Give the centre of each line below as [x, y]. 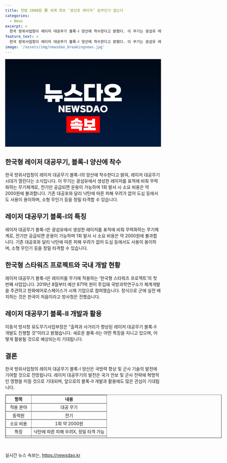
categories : [17, 16]
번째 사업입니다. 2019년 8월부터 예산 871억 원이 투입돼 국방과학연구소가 [74, 284]
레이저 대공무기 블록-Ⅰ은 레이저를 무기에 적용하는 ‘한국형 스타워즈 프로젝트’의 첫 [81, 278]
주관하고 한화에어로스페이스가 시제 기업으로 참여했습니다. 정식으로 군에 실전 [83, 290]
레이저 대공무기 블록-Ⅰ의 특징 [46, 217]
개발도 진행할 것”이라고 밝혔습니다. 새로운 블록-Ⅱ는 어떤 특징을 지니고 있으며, [79, 333]
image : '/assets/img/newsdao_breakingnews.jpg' [55, 47]
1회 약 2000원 [69, 423]
